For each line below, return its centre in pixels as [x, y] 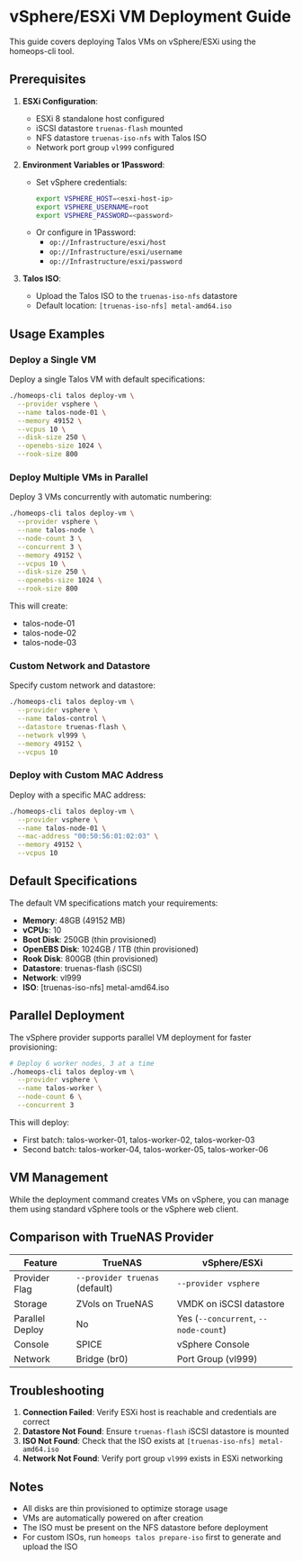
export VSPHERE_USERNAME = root [93, 207]
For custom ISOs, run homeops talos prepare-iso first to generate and [151, 1538]
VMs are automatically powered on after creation [113, 1518]
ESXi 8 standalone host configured [100, 118]
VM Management [59, 1178]
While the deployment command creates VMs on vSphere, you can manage [149, 1199]
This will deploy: [40, 1122]
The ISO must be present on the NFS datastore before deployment [145, 1528]
